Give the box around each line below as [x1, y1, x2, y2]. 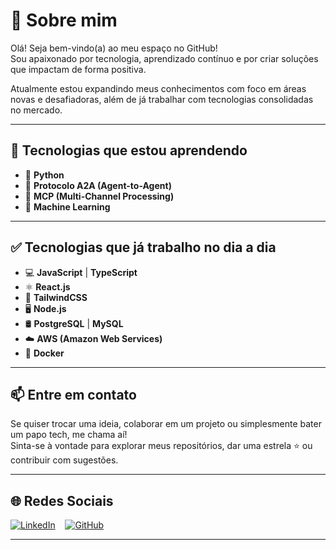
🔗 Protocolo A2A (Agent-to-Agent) [24, 179, 172, 191]
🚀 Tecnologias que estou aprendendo [10, 142, 248, 159]
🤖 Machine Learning [24, 200, 111, 213]
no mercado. [10, 104, 63, 116]
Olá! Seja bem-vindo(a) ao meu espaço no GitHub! [10, 42, 218, 54]
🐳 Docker [24, 347, 65, 359]
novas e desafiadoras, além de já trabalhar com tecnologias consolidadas [10, 93, 314, 105]
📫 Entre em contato [10, 386, 137, 403]
